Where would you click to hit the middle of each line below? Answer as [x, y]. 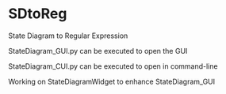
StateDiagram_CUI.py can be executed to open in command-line [113, 66]
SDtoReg [38, 14]
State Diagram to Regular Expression [68, 36]
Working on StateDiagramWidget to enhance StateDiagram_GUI [112, 81]
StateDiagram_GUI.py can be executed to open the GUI [98, 51]
